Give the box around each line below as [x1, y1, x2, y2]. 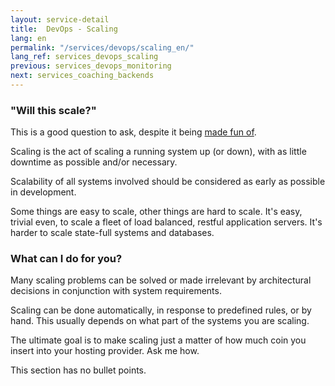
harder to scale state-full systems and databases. [10, 227, 215, 239]
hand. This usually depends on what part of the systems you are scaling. [10, 315, 310, 327]
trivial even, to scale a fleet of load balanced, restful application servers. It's [10, 216, 323, 228]
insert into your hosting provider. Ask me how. [10, 345, 200, 357]
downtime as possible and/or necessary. [10, 156, 178, 168]
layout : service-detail [10, 14, 110, 25]
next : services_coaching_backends [10, 71, 155, 81]
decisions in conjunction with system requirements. [10, 285, 222, 297]
